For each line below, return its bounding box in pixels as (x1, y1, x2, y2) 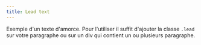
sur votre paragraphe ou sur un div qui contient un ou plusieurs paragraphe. (6, 31, 196, 39)
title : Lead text (6, 8, 50, 15)
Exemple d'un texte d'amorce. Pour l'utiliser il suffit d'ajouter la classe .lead (6, 25, 195, 32)
